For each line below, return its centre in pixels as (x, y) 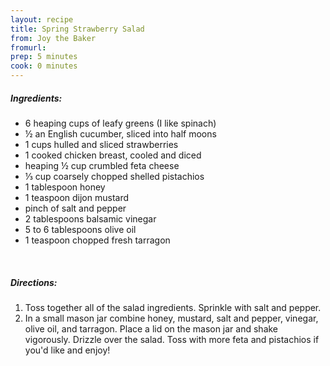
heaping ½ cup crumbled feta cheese (102, 165)
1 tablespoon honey (65, 187)
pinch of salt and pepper (75, 208)
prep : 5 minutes (44, 57)
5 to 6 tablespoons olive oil (80, 229)
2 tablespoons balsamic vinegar (90, 218)
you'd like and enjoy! (67, 350)
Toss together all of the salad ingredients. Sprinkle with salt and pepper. (173, 307)
